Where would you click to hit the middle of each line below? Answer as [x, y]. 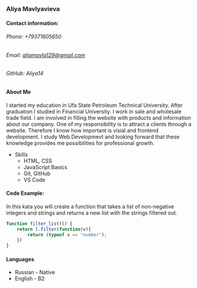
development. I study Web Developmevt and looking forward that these [93, 137]
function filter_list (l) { [39, 224]
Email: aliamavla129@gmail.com [46, 55]
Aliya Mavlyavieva [33, 9]
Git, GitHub [37, 173]
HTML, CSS [38, 161]
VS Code [34, 179]
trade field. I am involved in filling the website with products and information [98, 118]
